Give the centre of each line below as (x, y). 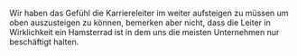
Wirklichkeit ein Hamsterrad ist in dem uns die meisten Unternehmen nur (144, 32)
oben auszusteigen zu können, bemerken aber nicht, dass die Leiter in (140, 23)
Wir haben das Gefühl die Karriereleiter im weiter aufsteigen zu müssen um (149, 13)
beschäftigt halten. (44, 42)
